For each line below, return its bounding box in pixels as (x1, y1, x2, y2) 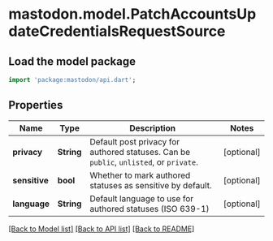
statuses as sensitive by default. (89, 179, 213, 191)
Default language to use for (89, 192, 194, 204)
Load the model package (8, 54, 136, 68)
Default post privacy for (89, 136, 180, 147)
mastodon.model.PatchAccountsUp (8, 5, 257, 24)
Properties (8, 98, 63, 112)
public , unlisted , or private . (89, 156, 199, 167)
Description (129, 123, 176, 134)
